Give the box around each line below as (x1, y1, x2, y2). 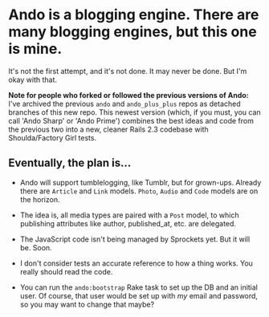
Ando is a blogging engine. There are (8, 6, 259, 24)
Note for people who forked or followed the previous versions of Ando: (8, 90, 249, 100)
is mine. (8, 40, 63, 58)
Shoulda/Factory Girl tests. (8, 132, 97, 142)
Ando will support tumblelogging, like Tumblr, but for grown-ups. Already (19, 177, 262, 187)
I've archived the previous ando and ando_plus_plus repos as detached (8, 99, 241, 108)
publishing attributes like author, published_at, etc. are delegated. (19, 218, 237, 228)
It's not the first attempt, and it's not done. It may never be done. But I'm (8, 66, 247, 75)
